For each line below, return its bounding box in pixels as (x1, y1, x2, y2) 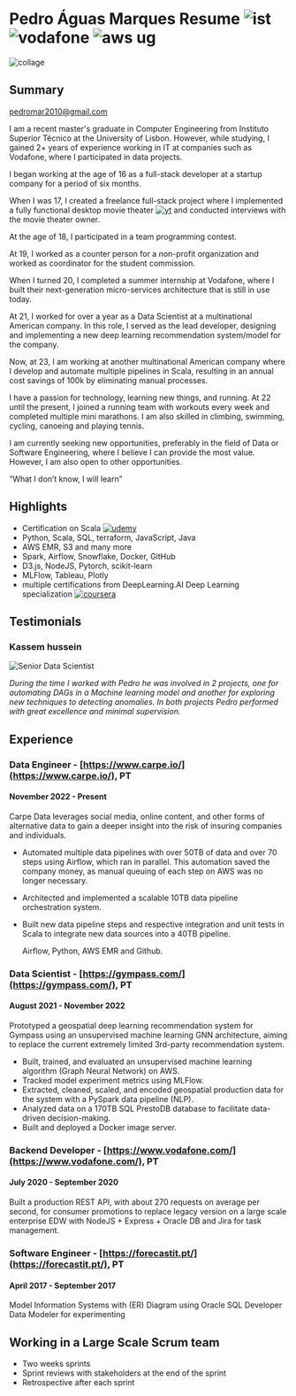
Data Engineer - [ (9, 758, 84, 770)
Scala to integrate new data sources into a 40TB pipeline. (21, 928, 231, 938)
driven (21, 1112, 46, 1123)
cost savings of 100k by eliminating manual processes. (9, 374, 209, 385)
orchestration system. (21, 901, 102, 912)
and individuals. (9, 829, 67, 840)
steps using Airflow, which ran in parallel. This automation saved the (21, 856, 270, 867)
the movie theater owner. (9, 213, 100, 225)
